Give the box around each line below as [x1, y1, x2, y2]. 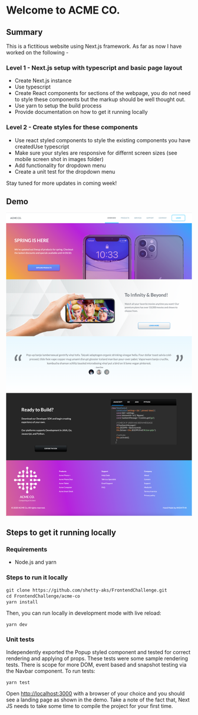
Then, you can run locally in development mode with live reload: [6, 609, 161, 617]
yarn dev [6, 622, 28, 628]
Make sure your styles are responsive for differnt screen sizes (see [14, 149, 178, 156]
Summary [6, 27, 43, 37]
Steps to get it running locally [6, 527, 117, 537]
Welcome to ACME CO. [6, 4, 120, 17]
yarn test [6, 680, 31, 685]
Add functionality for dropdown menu [14, 162, 106, 169]
